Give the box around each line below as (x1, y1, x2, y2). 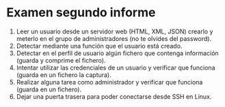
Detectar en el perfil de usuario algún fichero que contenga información (16, 49, 220, 57)
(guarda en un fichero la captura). (16, 70, 112, 79)
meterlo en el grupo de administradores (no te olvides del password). (16, 34, 212, 42)
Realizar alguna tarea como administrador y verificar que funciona (16, 78, 203, 86)
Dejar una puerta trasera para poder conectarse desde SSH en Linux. (16, 92, 212, 100)
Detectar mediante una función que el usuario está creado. (16, 42, 183, 50)
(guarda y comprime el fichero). (16, 56, 106, 64)
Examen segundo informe (6, 5, 156, 20)
